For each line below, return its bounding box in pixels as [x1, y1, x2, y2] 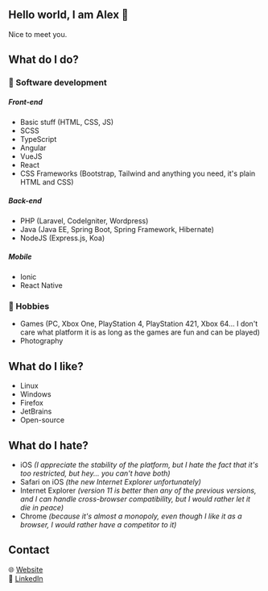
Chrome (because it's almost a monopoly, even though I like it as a [19, 511, 243, 521]
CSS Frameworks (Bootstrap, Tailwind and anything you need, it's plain [19, 169, 256, 178]
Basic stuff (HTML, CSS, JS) [19, 118, 114, 127]
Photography [19, 336, 64, 346]
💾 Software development [8, 77, 107, 89]
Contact [8, 543, 50, 557]
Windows [19, 389, 52, 399]
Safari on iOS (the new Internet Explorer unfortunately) [19, 477, 201, 486]
